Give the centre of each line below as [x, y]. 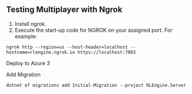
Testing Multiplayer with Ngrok [64, 10]
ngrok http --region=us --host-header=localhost [67, 47]
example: [26, 36]
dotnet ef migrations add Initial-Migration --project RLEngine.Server [96, 85]
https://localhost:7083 [107, 52]
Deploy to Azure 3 [28, 63]
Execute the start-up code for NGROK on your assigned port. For [93, 30]
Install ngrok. [30, 23]
